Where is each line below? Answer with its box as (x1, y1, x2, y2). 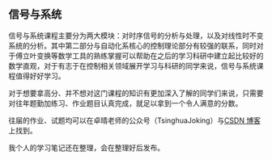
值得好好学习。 (15, 71, 66, 81)
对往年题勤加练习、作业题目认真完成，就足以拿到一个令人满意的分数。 (8, 98, 243, 107)
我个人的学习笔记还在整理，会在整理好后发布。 (8, 142, 164, 152)
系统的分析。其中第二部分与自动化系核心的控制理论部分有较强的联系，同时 (8, 40, 257, 50)
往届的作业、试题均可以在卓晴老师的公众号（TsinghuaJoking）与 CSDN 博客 (8, 116, 261, 125)
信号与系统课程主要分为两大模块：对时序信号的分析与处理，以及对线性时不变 (8, 31, 264, 40)
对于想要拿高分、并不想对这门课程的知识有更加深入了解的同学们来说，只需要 (8, 88, 264, 98)
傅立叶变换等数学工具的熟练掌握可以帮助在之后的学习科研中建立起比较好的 (15, 51, 264, 61)
